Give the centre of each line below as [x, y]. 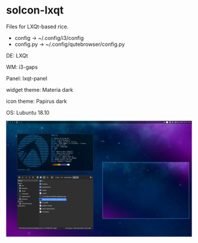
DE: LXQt [17, 55]
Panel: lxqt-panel [27, 78]
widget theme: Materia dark [40, 89]
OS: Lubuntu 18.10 [28, 112]
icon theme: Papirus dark [37, 101]
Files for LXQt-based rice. [37, 26]
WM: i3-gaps [22, 67]
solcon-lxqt [35, 10]
